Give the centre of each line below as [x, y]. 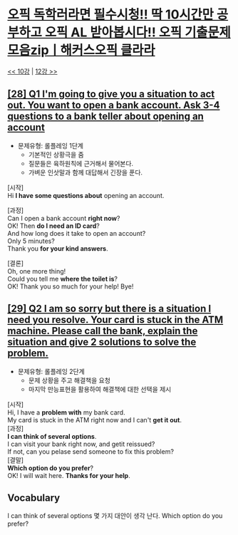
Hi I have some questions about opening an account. [86, 195]
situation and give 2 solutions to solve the [102, 342]
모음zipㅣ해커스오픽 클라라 [81, 50]
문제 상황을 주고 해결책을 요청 [69, 380]
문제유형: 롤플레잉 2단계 [51, 371]
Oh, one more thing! [37, 271]
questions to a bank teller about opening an [106, 116]
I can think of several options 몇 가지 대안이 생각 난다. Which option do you [115, 516]
